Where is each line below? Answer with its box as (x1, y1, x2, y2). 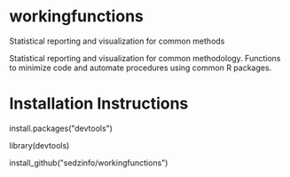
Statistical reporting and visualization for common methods (9, 36, 225, 46)
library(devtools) (9, 140, 70, 150)
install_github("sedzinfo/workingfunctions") (9, 157, 169, 168)
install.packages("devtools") (9, 123, 114, 133)
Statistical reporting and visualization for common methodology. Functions (9, 52, 281, 63)
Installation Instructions (9, 93, 189, 114)
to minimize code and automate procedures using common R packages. (9, 62, 272, 73)
